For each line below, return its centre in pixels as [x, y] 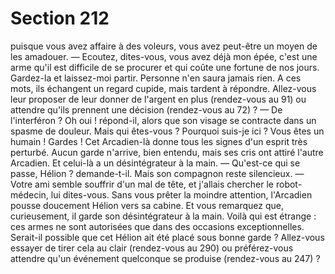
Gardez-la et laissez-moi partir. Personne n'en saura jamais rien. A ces [156, 78]
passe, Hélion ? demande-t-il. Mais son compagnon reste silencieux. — [157, 173]
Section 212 [60, 18]
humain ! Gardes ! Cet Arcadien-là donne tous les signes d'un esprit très [159, 141]
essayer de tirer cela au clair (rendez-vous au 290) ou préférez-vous [152, 248]
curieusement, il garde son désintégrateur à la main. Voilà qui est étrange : [163, 216]
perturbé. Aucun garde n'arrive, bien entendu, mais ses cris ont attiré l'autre [167, 152]
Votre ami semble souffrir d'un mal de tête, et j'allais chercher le [142, 184]
